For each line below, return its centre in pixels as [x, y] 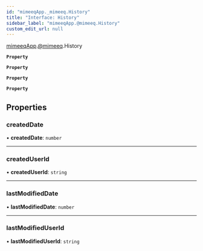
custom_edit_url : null [35, 29]
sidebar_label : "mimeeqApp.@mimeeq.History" [63, 23]
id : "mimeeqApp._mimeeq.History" [48, 12]
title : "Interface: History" [43, 18]
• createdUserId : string [37, 172]
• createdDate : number [34, 137]
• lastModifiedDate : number [40, 207]
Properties [27, 107]
